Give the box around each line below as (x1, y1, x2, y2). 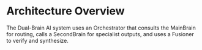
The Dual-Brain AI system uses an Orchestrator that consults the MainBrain (6, 24, 196, 31)
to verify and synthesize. (6, 37, 69, 44)
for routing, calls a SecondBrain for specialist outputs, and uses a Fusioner (6, 30, 194, 37)
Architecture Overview (6, 4, 125, 18)
